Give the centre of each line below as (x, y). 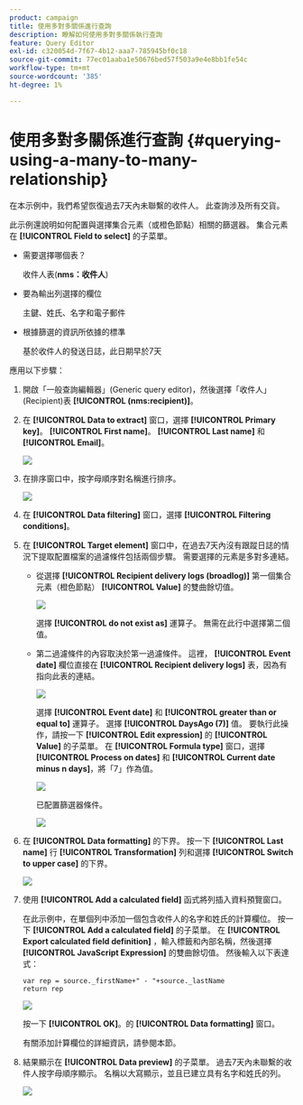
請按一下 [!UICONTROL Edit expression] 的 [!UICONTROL (160, 734)
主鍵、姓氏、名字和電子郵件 (74, 312)
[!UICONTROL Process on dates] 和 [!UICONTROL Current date (156, 757)
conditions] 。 (48, 525)
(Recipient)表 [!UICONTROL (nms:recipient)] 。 (110, 400)
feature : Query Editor (52, 43)
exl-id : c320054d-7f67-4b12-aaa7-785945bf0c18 (98, 51)
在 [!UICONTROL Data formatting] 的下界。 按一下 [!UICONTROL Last (153, 840)
